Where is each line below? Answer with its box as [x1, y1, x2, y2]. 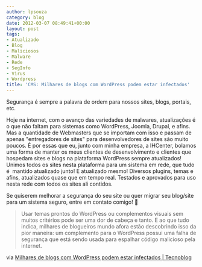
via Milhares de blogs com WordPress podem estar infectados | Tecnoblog [6, 254, 192, 261]
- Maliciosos [6, 48, 39, 54]
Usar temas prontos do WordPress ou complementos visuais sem [21, 210, 184, 217]
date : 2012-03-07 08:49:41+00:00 [6, 20, 90, 26]
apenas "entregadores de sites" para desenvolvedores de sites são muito [6, 136, 189, 142]
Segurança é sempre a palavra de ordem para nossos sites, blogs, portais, [6, 98, 191, 105]
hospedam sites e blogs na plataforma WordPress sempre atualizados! [6, 155, 182, 162]
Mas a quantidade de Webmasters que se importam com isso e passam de [6, 129, 192, 136]
